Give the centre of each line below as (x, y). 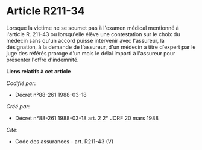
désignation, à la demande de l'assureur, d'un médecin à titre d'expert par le (101, 47)
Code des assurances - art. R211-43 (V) (64, 141)
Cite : (12, 130)
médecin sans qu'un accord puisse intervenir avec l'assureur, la (85, 40)
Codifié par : (21, 83)
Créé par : (18, 106)
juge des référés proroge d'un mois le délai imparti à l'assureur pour (91, 53)
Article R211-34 (46, 11)
